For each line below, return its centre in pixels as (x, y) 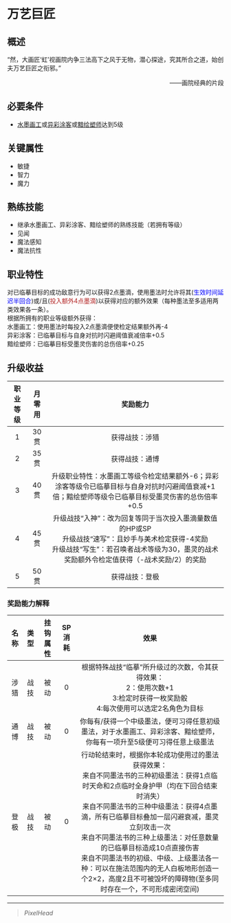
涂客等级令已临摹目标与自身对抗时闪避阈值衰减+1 (135, 487)
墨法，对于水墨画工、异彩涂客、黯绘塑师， (150, 732)
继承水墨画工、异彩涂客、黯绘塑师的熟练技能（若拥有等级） (101, 225)
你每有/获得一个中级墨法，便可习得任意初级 (150, 721)
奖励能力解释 (29, 603)
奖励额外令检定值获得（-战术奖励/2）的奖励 (135, 560)
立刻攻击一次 (150, 827)
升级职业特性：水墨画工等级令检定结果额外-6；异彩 (135, 476)
